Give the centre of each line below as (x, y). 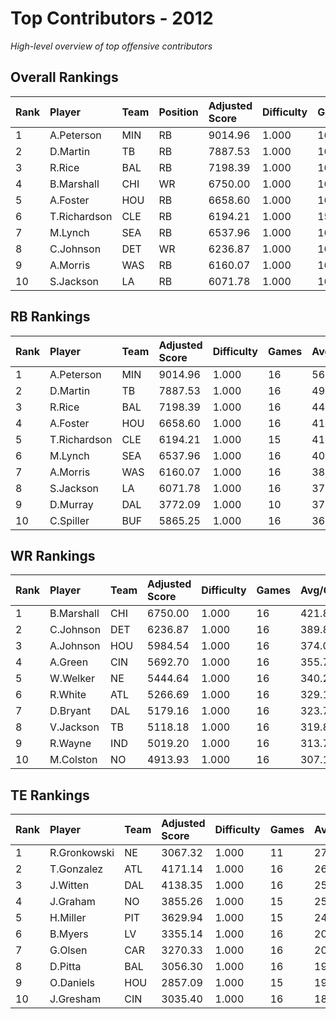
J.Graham (72, 902)
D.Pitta (65, 967)
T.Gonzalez (76, 869)
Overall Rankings (64, 77)
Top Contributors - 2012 (112, 18)
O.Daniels (72, 983)
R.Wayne (70, 744)
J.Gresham (75, 999)
